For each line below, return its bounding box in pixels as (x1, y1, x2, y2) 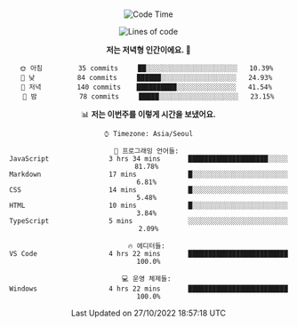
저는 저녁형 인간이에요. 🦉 (105, 44, 192, 55)
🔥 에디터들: (127, 242, 165, 251)
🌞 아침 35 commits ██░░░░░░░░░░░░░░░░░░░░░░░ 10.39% (20, 64, 274, 73)
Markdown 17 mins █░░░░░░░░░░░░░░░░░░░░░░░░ (9, 170, 288, 179)
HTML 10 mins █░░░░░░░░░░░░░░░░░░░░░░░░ (9, 201, 288, 210)
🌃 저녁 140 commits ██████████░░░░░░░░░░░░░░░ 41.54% (20, 83, 273, 92)
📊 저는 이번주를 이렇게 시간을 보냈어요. (80, 109, 217, 119)
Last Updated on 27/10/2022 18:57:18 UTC (70, 307, 227, 318)
